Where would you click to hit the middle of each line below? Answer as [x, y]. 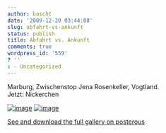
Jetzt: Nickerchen [33, 94]
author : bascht [30, 14]
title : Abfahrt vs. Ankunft [49, 40]
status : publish [31, 34]
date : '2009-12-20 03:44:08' [50, 21]
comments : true [30, 47]
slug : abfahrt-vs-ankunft [45, 27]
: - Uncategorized [34, 66]
